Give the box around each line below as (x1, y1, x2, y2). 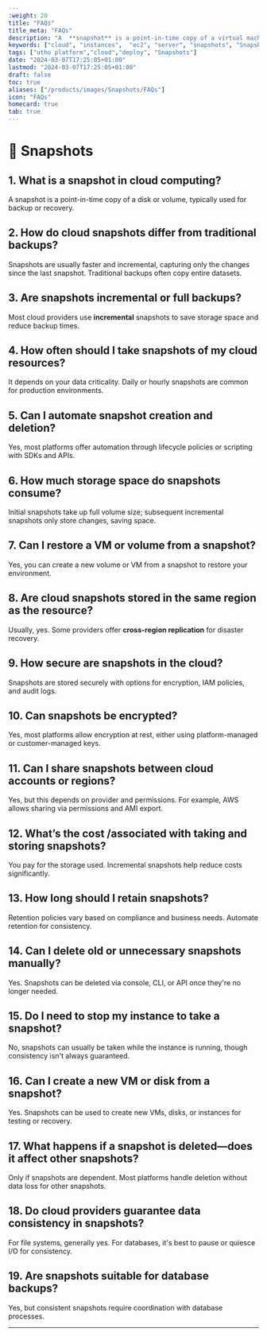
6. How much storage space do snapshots (8, 474, 221, 487)
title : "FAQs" (8, 19, 56, 27)
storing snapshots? (8, 839, 106, 852)
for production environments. (8, 386, 104, 395)
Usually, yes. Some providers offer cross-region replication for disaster (8, 625, 244, 635)
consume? (8, 486, 62, 499)
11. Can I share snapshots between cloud (8, 761, 214, 775)
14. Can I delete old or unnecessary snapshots (8, 944, 242, 958)
